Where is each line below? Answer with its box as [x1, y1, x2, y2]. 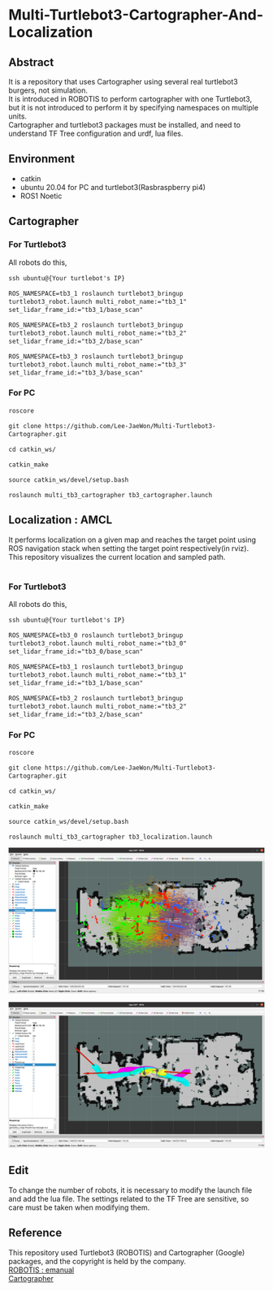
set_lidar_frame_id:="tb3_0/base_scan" [8, 648, 144, 656]
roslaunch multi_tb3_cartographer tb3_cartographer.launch [8, 491, 213, 499]
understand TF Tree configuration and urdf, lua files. [8, 128, 184, 138]
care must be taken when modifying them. [8, 1202, 150, 1212]
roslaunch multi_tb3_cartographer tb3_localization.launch [8, 833, 213, 842]
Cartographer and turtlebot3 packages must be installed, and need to [8, 120, 241, 129]
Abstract [8, 55, 54, 69]
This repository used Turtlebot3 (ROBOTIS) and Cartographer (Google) [8, 1247, 245, 1257]
